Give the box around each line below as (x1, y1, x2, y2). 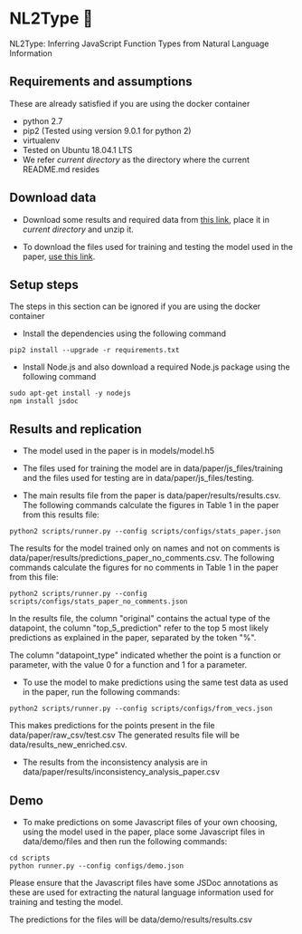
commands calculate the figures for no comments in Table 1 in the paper (9, 562, 278, 573)
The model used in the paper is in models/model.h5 (22, 446, 215, 457)
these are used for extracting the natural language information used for (9, 887, 274, 898)
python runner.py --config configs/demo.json (9, 862, 184, 871)
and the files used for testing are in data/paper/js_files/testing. (22, 473, 255, 484)
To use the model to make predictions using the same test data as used (22, 677, 288, 688)
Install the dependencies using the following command (22, 328, 227, 339)
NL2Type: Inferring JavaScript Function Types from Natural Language (9, 38, 269, 49)
